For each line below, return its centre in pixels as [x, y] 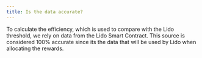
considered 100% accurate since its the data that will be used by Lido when [101, 42]
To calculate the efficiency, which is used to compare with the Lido [90, 29]
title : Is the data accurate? [45, 12]
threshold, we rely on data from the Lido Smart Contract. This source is [96, 35]
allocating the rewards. [35, 48]
